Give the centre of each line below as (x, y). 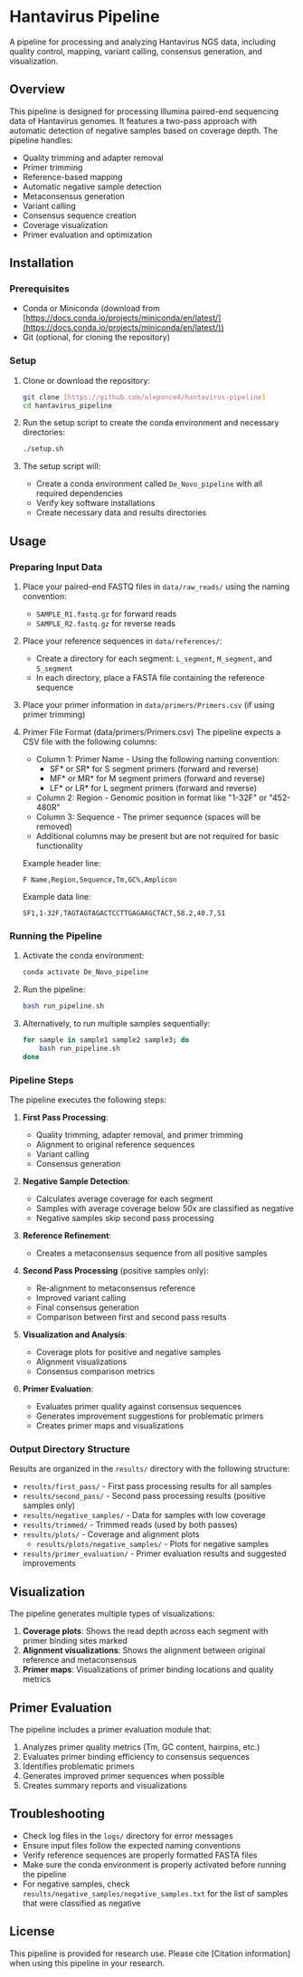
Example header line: (62, 864)
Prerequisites (39, 289)
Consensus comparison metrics (95, 1371)
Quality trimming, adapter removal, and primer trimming (140, 1135)
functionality (59, 846)
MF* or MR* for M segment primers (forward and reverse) (157, 778)
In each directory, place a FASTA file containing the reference (150, 678)
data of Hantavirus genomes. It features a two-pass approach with (133, 120)
